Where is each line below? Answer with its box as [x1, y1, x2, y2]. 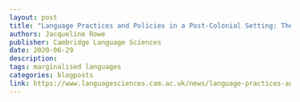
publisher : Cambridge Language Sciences [9, 37, 162, 47]
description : [9, 54, 58, 63]
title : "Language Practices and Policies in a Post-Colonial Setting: [9, 21, 278, 30]
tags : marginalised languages [9, 63, 122, 72]
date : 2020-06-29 [9, 46, 74, 55]
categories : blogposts [9, 71, 94, 80]
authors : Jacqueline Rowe [9, 29, 105, 38]
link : [9, 79, 29, 88]
